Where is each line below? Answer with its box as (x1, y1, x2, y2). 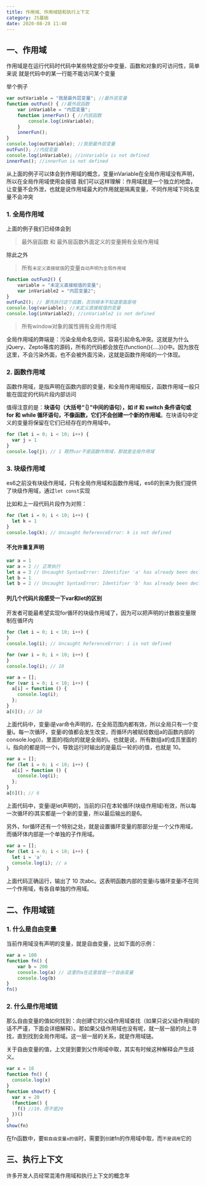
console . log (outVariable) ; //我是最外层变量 (6, 141, 115, 148)
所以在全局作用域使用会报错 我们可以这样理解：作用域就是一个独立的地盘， (6, 178, 196, 185)
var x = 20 (12, 1094, 40, 1100)
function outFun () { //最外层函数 (6, 101, 90, 108)
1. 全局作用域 (6, 210, 44, 218)
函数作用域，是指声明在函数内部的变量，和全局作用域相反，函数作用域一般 (6, 383, 194, 390)
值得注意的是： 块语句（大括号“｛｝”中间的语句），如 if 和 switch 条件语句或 (6, 404, 192, 411)
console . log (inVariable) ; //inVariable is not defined (6, 152, 150, 159)
